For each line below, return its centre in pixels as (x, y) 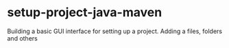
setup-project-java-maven (85, 13)
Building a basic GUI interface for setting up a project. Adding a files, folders (115, 31)
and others (22, 38)
